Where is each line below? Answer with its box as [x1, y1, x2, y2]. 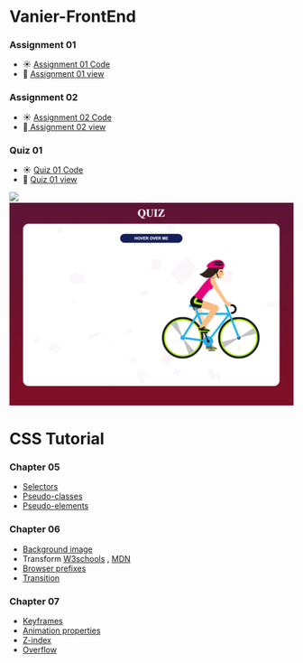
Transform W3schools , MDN [22, 553, 131, 564]
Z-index [22, 634, 52, 645]
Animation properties [22, 625, 101, 636]
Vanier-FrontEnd [9, 6, 137, 27]
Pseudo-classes [22, 490, 83, 502]
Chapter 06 [9, 523, 60, 536]
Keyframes [22, 615, 63, 626]
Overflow [22, 644, 57, 655]
